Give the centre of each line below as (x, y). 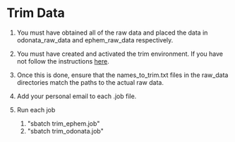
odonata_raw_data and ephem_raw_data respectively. (95, 40)
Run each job (36, 110)
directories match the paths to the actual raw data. (90, 82)
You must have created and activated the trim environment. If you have (120, 54)
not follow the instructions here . (63, 61)
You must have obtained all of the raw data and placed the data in (112, 32)
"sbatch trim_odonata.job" (65, 131)
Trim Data (36, 13)
